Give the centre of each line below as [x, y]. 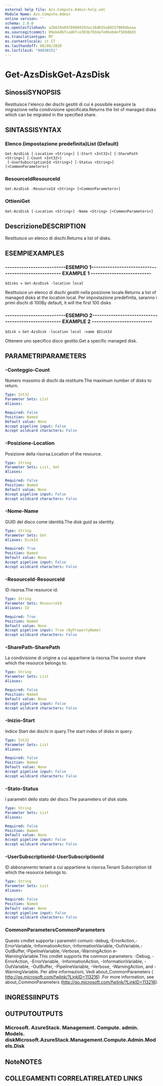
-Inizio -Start [20, 721]
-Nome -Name [22, 511]
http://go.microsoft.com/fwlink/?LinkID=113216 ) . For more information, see [80, 977]
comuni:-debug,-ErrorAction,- [108, 940]
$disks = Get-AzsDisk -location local [44, 283]
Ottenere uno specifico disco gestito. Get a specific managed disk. [71, 341]
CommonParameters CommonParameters [55, 930]
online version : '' [25, 19]
